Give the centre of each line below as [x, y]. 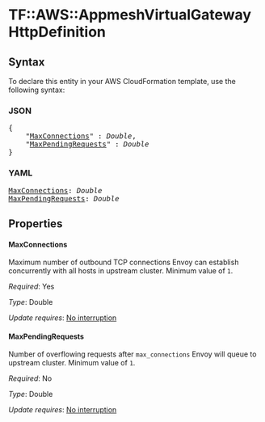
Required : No [30, 378]
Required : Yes [32, 287]
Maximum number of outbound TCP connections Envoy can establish [124, 262]
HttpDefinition [57, 32]
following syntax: [37, 90]
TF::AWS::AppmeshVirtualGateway [130, 15]
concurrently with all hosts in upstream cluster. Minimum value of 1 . [121, 271]
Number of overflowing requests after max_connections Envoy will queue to [132, 354]
